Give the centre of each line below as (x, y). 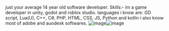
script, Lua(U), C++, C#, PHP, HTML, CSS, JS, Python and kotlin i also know (84, 18)
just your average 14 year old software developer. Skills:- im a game (76, 7)
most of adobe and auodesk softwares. (46, 23)
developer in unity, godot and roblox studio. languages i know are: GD (78, 12)
